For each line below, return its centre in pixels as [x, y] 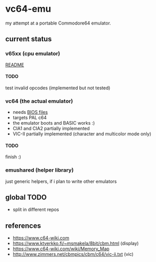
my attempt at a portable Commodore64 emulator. [58, 23]
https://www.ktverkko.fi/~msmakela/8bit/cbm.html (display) [76, 244]
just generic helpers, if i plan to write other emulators [61, 181]
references [23, 225]
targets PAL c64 [30, 117]
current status [29, 39]
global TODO [26, 197]
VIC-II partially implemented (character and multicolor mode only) [82, 134]
